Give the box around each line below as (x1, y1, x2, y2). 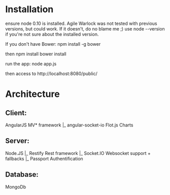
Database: (5, 170, 39, 179)
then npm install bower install (5, 51, 67, 57)
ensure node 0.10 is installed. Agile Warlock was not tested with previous (5, 20, 157, 26)
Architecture (5, 88, 60, 100)
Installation (5, 4, 54, 15)
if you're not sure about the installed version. (5, 31, 99, 37)
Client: (5, 108, 27, 117)
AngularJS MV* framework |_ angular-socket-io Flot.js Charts (5, 122, 133, 128)
